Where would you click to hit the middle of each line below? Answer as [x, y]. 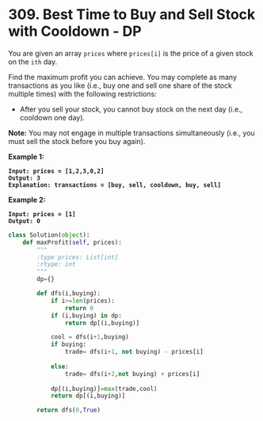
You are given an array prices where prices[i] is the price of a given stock [131, 53]
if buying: [69, 345]
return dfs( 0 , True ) [69, 410]
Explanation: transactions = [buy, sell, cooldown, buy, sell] [115, 185]
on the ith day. [33, 62]
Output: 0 [25, 221]
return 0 [79, 308]
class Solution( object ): [49, 235]
